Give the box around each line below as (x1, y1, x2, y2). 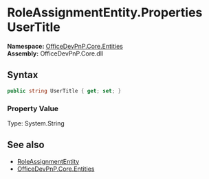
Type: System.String (7, 119, 65, 128)
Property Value (7, 104, 59, 113)
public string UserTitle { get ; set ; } (7, 87, 122, 94)
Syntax (7, 69, 38, 81)
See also (7, 139, 45, 151)
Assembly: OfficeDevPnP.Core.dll (7, 49, 104, 58)
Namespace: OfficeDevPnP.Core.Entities (7, 42, 124, 50)
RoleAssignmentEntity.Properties (7, 5, 203, 21)
